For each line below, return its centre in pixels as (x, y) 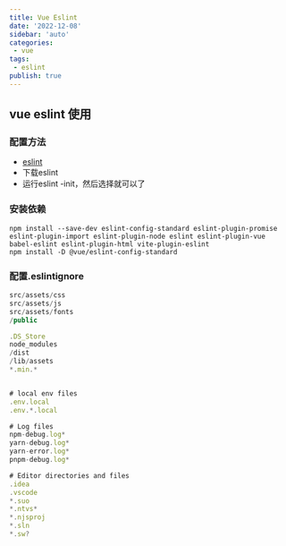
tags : (19, 59)
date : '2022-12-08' (46, 26)
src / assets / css (38, 295)
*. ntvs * (24, 509)
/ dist (19, 353)
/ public (24, 320)
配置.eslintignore (47, 276)
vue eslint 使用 (50, 114)
